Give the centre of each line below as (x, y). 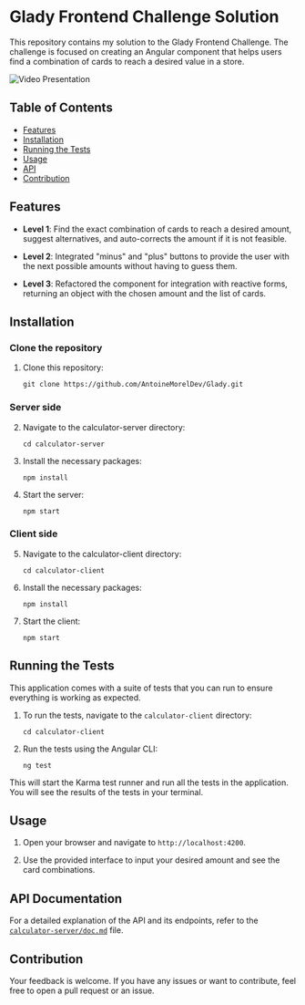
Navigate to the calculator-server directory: (104, 427)
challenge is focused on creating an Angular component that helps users (146, 51)
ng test (37, 765)
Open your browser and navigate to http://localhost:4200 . (134, 843)
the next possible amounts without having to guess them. (130, 265)
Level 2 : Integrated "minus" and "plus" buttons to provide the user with (156, 256)
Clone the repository (56, 347)
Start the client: (51, 621)
